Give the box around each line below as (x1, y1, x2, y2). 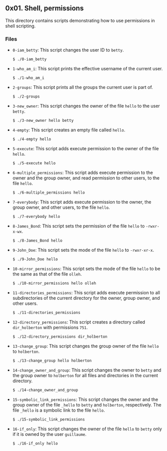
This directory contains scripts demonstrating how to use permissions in (5, 17, 155, 23)
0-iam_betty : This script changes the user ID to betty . (12, 47, 124, 53)
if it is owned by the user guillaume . (12, 431, 87, 437)
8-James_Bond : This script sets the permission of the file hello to (12, 223, 145, 229)
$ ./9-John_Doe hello (12, 257, 58, 262)
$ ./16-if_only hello (12, 441, 58, 446)
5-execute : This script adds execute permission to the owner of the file (12, 146, 159, 152)
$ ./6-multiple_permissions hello (12, 190, 85, 195)
